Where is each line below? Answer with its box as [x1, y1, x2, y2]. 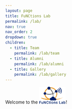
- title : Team [10, 45, 39, 50]
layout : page [5, 8, 33, 13]
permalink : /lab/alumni [14, 61, 64, 67]
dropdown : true [5, 35, 37, 40]
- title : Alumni [10, 56, 44, 61]
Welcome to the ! [5, 99, 67, 105]
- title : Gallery [10, 67, 46, 72]
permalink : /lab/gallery [14, 72, 66, 77]
